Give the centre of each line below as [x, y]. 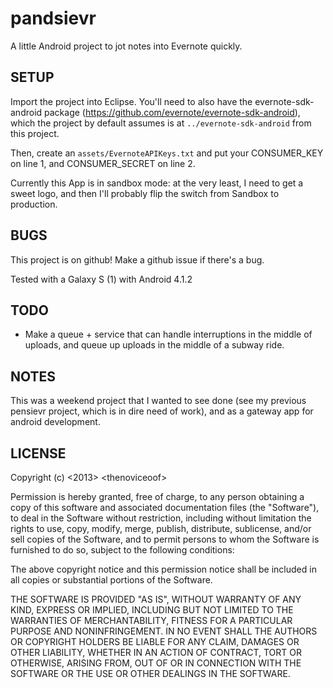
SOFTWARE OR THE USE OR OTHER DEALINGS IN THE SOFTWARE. [150, 673]
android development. [55, 422]
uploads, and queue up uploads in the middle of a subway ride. [154, 345]
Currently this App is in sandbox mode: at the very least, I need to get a [157, 183]
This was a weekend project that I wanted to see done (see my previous [158, 401]
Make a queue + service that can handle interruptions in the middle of [168, 334]
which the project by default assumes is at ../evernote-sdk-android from [161, 123]
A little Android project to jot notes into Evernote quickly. [126, 46]
